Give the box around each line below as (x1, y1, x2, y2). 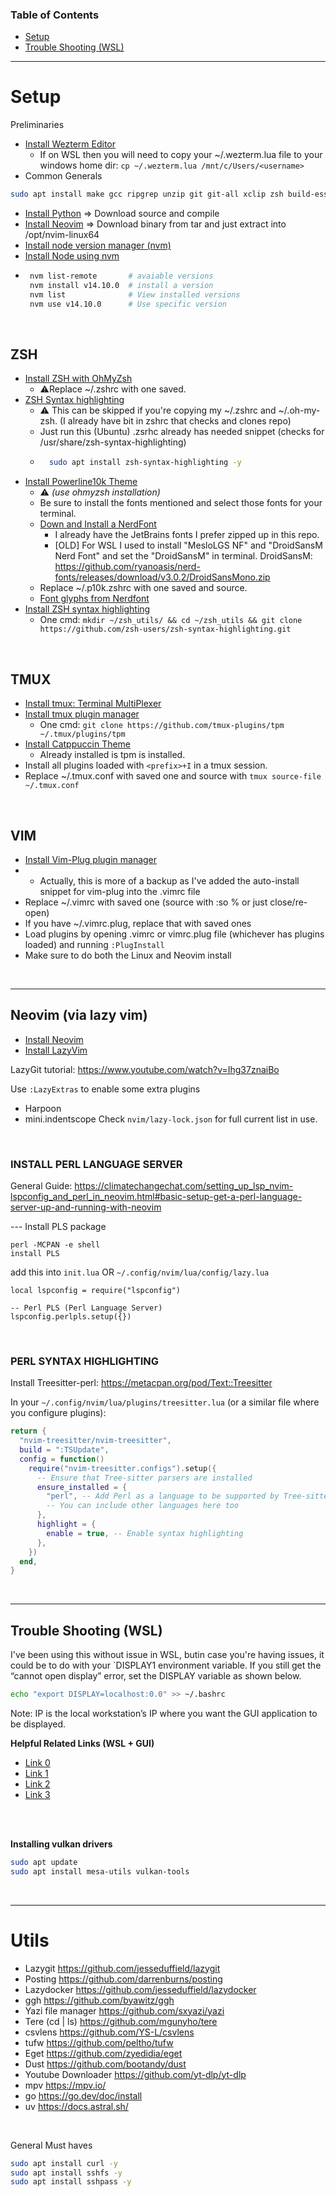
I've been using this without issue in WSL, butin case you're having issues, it (10, 1649, 325, 1661)
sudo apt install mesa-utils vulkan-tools (10, 1866, 190, 1877)
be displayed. (10, 1718, 67, 1730)
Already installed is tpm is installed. (39, 749, 186, 761)
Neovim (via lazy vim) (10, 1007, 148, 1024)
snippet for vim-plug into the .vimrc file (39, 885, 201, 897)
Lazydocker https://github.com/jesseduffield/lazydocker (24, 1983, 257, 1995)
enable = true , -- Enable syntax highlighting (46, 1528, 244, 1538)
